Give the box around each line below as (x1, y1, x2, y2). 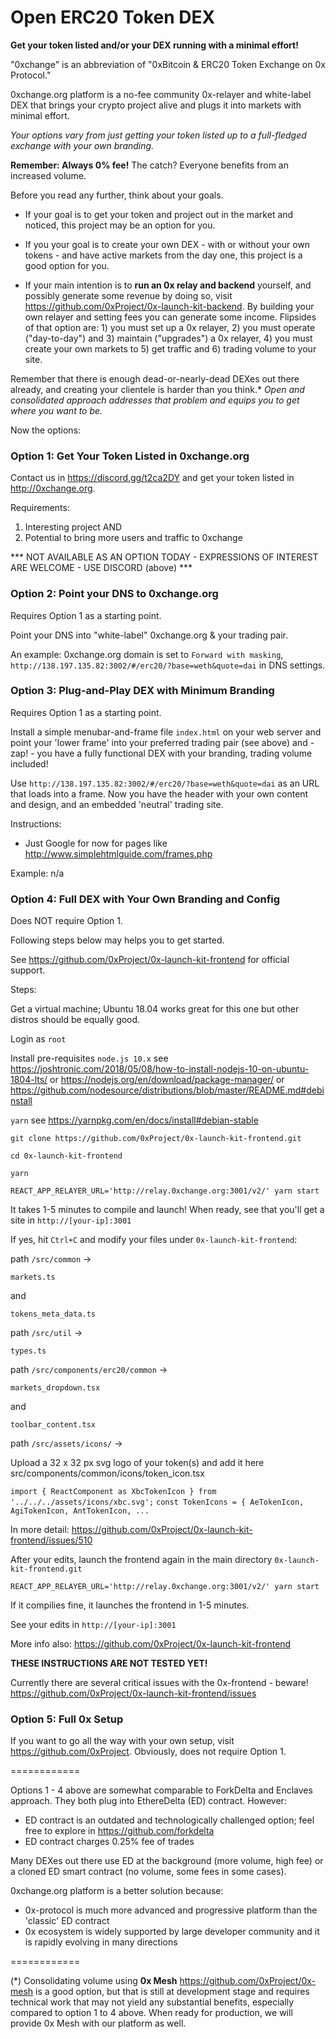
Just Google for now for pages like (24, 837, 168, 849)
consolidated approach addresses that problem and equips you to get (10, 394, 300, 406)
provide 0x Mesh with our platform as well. (10, 2017, 187, 2030)
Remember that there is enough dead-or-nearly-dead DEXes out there (10, 372, 300, 385)
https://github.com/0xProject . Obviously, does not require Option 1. (10, 1746, 287, 1758)
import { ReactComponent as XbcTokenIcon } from (10, 1487, 217, 1497)
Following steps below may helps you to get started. (10, 934, 225, 946)
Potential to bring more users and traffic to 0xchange (24, 532, 243, 544)
